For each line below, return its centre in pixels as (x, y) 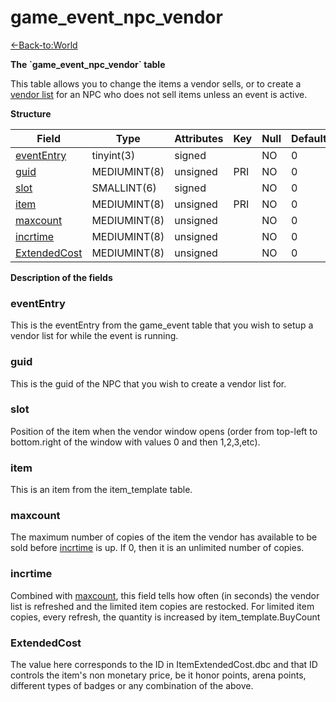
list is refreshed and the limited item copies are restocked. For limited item (162, 606)
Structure (31, 113)
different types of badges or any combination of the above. (132, 686)
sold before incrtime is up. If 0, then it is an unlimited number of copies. (157, 548)
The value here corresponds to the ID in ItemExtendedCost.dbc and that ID (164, 665)
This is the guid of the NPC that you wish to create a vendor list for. (148, 383)
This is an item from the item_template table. (101, 490)
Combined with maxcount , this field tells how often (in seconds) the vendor (165, 595)
